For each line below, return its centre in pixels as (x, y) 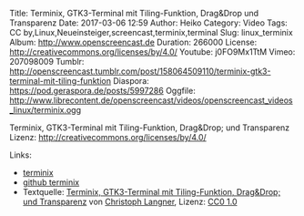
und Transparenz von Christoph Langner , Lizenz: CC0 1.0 (130, 201)
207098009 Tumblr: (47, 62)
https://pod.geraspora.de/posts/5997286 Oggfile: (102, 91)
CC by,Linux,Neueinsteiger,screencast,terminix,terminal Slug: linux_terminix (151, 32)
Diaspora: (132, 81)
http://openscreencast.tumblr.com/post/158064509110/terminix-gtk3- (140, 71)
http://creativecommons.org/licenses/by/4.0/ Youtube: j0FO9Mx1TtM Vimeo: (152, 52)
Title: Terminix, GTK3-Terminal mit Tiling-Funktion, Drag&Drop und (134, 13)
